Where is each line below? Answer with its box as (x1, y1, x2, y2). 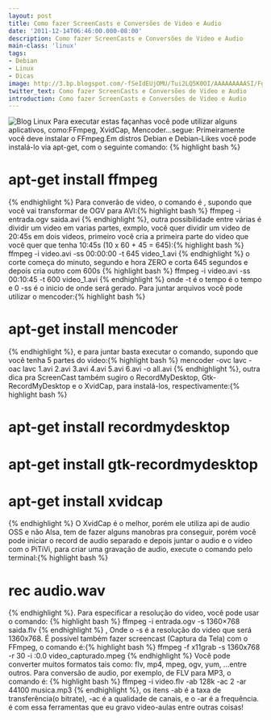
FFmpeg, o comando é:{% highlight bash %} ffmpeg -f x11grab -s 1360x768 (8, 642, 261, 652)
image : (8, 79, 31, 87)
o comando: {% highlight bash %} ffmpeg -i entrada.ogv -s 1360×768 (8, 617, 240, 626)
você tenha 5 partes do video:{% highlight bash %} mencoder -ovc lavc (8, 356, 248, 365)
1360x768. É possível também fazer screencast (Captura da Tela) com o (8, 634, 248, 643)
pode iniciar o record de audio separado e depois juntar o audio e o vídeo (8, 536, 252, 545)
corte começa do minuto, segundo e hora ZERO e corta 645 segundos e (8, 258, 248, 267)
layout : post (8, 11, 52, 20)
